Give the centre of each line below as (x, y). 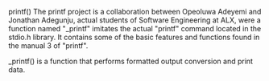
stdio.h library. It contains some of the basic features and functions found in (134, 37)
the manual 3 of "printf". (48, 46)
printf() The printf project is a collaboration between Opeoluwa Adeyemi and (135, 12)
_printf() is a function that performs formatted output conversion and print (131, 61)
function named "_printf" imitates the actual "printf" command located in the (135, 28)
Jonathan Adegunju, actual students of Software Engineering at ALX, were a (135, 20)
